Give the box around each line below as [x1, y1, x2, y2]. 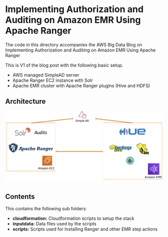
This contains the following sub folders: [5, 206, 87, 212]
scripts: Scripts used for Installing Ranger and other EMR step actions [12, 226, 158, 232]
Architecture [5, 97, 46, 106]
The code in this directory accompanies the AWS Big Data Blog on [5, 41, 142, 47]
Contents [5, 192, 35, 201]
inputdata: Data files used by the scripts [12, 221, 97, 227]
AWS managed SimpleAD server [12, 72, 79, 78]
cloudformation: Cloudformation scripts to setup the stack [12, 215, 135, 221]
